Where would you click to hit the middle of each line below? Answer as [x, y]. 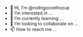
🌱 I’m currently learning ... [37, 18]
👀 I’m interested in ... [31, 13]
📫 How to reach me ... [33, 29]
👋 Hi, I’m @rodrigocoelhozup [40, 8]
